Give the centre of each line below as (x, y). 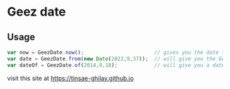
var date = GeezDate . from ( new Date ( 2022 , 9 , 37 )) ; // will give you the (111, 58)
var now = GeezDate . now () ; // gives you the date (113, 52)
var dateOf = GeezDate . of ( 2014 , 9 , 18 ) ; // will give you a (108, 65)
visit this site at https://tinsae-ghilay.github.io (71, 78)
